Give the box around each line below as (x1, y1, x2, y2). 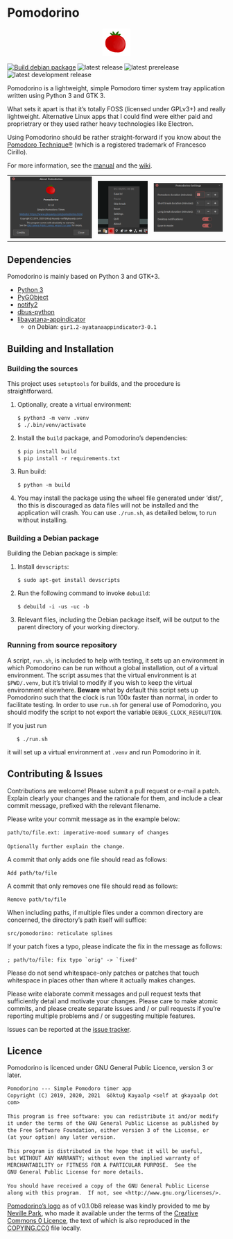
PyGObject (17, 293, 49, 302)
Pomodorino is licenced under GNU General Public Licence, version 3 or (7, 1064, 214, 1072)
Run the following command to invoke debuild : (17, 589, 150, 597)
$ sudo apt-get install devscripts (17, 577, 121, 584)
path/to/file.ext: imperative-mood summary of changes (7, 829, 169, 836)
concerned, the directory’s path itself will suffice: (7, 916, 147, 924)
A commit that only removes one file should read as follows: (7, 882, 178, 890)
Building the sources (7, 364, 78, 373)
